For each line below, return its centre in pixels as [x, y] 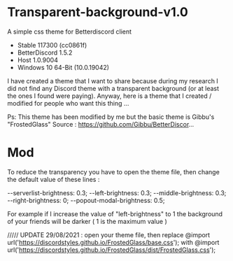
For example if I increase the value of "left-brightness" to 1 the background [115, 213]
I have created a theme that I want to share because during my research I [113, 80]
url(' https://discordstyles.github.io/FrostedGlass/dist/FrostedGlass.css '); [112, 250]
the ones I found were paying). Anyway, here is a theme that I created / [110, 96]
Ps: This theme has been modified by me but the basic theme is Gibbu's [111, 117]
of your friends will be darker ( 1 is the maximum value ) [87, 221]
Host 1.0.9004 [37, 59]
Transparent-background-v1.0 [98, 12]
